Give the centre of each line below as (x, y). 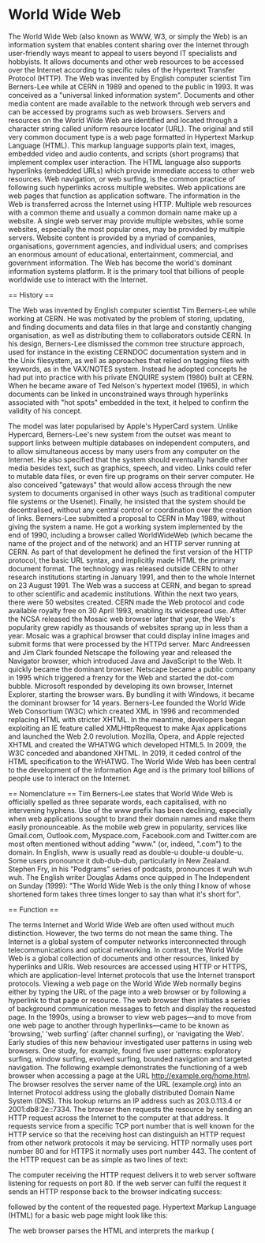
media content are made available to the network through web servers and (129, 103)
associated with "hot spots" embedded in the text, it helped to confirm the (129, 402)
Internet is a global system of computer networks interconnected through (127, 942)
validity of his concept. (45, 410)
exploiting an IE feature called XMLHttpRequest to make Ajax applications (127, 728)
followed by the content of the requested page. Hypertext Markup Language (132, 1207)
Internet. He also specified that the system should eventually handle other (128, 459)
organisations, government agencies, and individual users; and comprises (128, 245)
